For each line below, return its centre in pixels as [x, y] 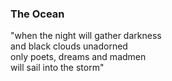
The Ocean [37, 14]
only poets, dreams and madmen [78, 57]
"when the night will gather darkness [86, 36]
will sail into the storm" [57, 68]
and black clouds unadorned [69, 46]
